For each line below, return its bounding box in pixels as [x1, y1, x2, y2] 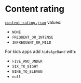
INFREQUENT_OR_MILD [12, 40, 52, 45]
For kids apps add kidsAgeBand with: [5, 49, 77, 54]
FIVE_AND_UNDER [12, 59, 43, 64]
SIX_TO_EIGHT [12, 64, 39, 69]
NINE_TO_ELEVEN [12, 69, 43, 74]
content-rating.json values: [5, 19, 62, 25]
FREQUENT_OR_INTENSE [12, 35, 54, 40]
